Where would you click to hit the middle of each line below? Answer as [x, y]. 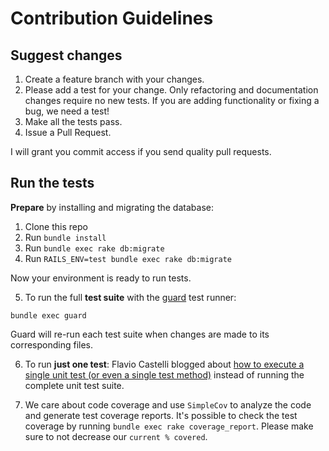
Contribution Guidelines [112, 18]
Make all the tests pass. [73, 121]
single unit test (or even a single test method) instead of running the [164, 374]
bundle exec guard [48, 315]
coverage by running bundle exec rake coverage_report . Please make [169, 426]
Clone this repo [56, 226]
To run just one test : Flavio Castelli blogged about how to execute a [164, 364]
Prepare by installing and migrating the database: [112, 207]
